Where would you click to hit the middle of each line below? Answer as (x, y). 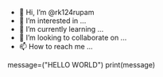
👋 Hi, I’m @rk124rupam (56, 12)
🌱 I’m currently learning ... (61, 29)
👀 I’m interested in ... (52, 21)
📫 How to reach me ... (56, 46)
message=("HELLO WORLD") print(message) (81, 65)
